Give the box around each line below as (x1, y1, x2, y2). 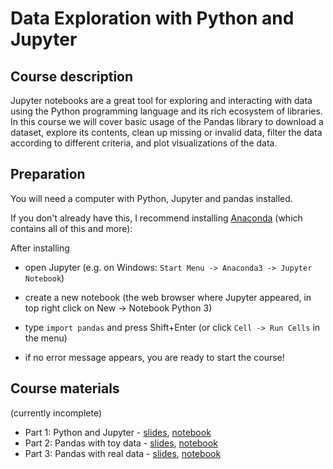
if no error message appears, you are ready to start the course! (24, 351, 285, 363)
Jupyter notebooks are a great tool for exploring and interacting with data (10, 95, 313, 106)
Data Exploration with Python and (10, 7, 295, 30)
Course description (10, 68, 134, 85)
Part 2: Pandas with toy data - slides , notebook (24, 437, 218, 449)
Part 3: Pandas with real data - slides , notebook (24, 447, 222, 459)
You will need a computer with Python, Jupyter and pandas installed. (10, 192, 293, 204)
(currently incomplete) (10, 407, 103, 419)
